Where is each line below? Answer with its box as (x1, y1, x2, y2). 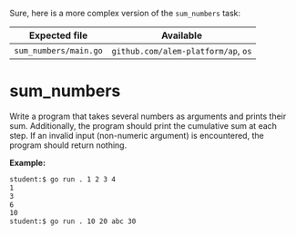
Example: (9, 157, 46, 168)
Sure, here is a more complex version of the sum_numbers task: (9, 8, 241, 18)
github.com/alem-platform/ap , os (111, 44, 252, 57)
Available (160, 29, 203, 42)
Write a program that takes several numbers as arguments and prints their (9, 111, 287, 122)
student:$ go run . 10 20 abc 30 (9, 217, 137, 226)
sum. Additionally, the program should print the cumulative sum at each (9, 120, 278, 131)
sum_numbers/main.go (14, 45, 103, 55)
